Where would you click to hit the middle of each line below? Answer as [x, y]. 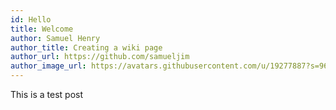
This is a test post [46, 94]
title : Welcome [42, 29]
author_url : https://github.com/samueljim [100, 57]
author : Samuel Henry [55, 38]
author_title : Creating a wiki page [86, 47]
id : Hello [31, 19]
